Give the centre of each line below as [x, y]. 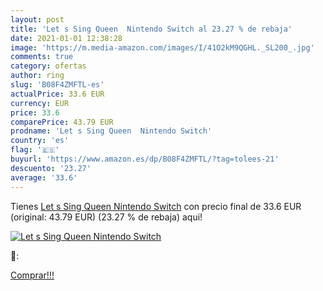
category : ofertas [48, 66]
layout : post [37, 19]
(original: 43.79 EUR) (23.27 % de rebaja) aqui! [106, 217]
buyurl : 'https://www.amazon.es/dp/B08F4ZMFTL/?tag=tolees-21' [145, 159]
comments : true [42, 57]
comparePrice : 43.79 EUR [62, 122]
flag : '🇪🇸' [35, 150]
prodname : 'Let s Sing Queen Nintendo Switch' [111, 131]
